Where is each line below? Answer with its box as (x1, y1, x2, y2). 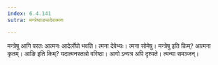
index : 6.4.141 (7, 10, 52, 17)
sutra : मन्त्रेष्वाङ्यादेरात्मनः (7, 17, 64, 24)
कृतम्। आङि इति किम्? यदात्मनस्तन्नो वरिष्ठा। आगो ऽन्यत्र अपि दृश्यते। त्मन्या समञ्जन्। (7, 49, 199, 57)
